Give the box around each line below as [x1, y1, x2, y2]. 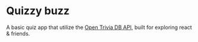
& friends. [6, 30, 30, 37]
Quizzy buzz [6, 4, 70, 18]
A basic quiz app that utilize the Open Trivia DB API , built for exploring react [6, 24, 192, 31]
